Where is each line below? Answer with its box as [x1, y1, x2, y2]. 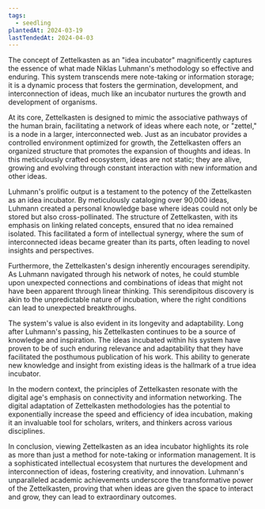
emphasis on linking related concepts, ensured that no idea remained [8, 221, 233, 230]
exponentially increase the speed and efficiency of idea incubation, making [8, 409, 253, 420]
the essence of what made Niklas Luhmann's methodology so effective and [8, 64, 255, 74]
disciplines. [8, 427, 45, 436]
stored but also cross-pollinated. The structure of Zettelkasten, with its [8, 212, 238, 222]
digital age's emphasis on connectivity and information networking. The [8, 393, 242, 402]
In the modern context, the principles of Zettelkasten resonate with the [8, 385, 239, 394]
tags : [8, 11, 26, 20]
